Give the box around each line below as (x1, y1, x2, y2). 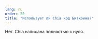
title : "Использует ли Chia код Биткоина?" (5, 16, 94, 20)
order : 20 (5, 11, 25, 16)
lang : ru (5, 7, 23, 12)
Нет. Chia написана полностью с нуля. (5, 29, 84, 35)
